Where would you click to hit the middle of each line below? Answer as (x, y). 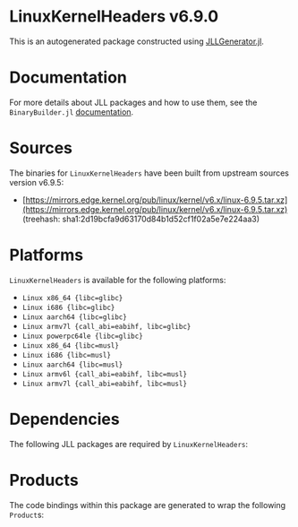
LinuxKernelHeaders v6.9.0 (114, 17)
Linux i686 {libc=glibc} (68, 307)
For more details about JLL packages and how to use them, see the (133, 102)
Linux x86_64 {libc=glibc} (72, 298)
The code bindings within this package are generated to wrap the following (148, 505)
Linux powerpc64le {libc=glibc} (82, 336)
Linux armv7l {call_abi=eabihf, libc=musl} (105, 384)
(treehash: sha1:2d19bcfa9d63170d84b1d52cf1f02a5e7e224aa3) (141, 219)
